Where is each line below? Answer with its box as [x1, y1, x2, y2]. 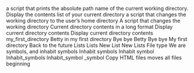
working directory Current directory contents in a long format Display [6, 23, 173, 30]
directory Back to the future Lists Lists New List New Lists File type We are [6, 42, 186, 49]
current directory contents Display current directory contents [6, 30, 154, 36]
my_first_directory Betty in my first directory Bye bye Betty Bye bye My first [6, 36, 188, 42]
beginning [6, 60, 30, 67]
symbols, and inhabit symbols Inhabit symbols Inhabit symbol [6, 48, 154, 54]
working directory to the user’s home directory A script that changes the [6, 17, 181, 24]
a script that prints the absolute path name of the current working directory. [6, 5, 189, 12]
